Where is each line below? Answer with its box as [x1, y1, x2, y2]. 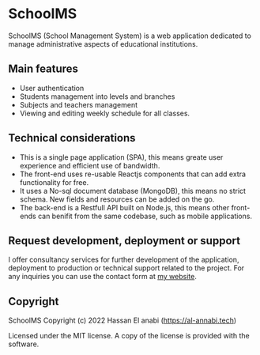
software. [8, 339, 40, 349]
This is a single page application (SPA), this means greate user [19, 152, 224, 162]
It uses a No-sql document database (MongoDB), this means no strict [19, 186, 247, 195]
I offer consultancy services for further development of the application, [8, 255, 239, 265]
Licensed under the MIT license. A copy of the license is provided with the [8, 331, 251, 341]
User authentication [19, 83, 85, 93]
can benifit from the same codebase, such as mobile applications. [38, 211, 253, 221]
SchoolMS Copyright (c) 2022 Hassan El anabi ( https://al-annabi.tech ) [8, 315, 237, 325]
